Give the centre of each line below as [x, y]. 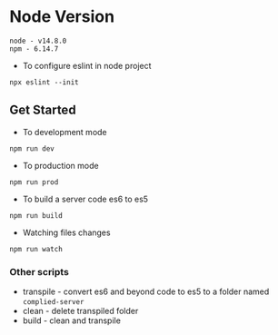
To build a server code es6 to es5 [85, 199]
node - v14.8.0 [38, 41]
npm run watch [36, 249]
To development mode [65, 132]
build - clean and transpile [71, 320]
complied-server [53, 302]
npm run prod [34, 182]
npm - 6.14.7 [34, 49]
